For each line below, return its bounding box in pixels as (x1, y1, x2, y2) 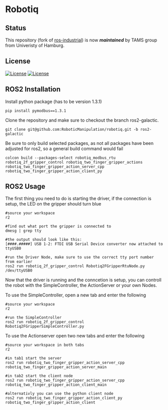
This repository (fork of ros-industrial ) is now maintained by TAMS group (5, 37, 157, 43)
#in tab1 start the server (5, 356, 62, 361)
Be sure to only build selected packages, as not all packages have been (5, 140, 154, 146)
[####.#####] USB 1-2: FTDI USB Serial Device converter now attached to (5, 241, 163, 247)
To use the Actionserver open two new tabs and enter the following (5, 333, 145, 339)
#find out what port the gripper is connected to (5, 224, 112, 229)
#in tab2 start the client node (5, 374, 73, 379)
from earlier (5, 259, 33, 265)
